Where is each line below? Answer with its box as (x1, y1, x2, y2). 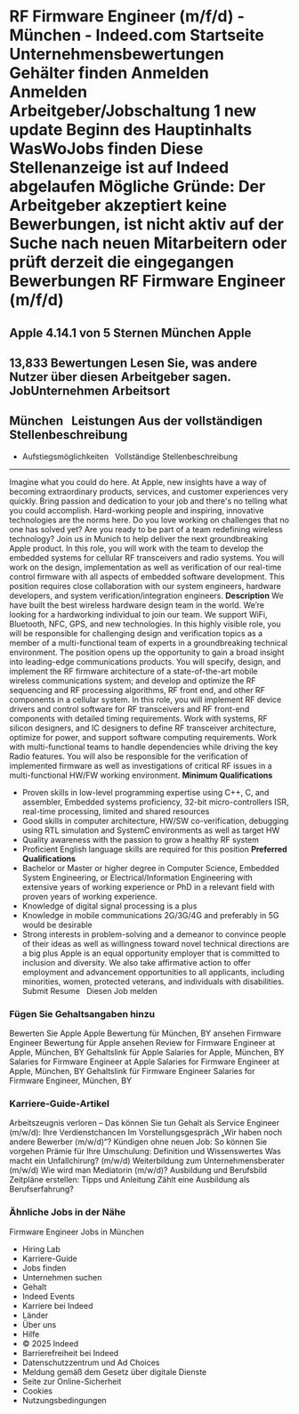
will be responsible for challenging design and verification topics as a (9, 627, 263, 638)
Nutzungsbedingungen (21, 1394, 107, 1405)
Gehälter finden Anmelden (9, 63, 209, 84)
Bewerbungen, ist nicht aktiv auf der (9, 214, 285, 235)
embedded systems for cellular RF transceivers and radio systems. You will (9, 552, 285, 562)
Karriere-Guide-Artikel (9, 1097, 109, 1110)
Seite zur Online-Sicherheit (21, 1376, 122, 1386)
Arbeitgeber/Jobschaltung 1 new (9, 101, 256, 121)
